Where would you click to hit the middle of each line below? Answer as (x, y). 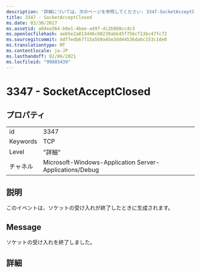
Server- (148, 162)
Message (24, 227)
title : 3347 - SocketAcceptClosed (49, 17)
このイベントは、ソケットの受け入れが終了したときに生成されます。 (90, 208)
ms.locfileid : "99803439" (38, 62)
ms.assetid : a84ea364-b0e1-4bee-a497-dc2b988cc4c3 (71, 28)
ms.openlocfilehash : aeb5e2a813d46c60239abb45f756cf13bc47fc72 (87, 34)
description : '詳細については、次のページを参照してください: (75, 12)
